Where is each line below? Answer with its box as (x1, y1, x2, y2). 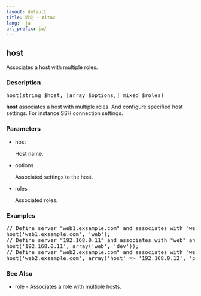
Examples (6, 211, 36, 219)
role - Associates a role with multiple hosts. (14, 283, 121, 291)
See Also (6, 269, 33, 277)
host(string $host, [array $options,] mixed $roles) (6, 92, 165, 99)
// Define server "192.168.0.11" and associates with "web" (6, 237, 187, 243)
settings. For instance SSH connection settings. (6, 110, 123, 117)
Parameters (6, 125, 41, 133)
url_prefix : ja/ (6, 25, 47, 32)
